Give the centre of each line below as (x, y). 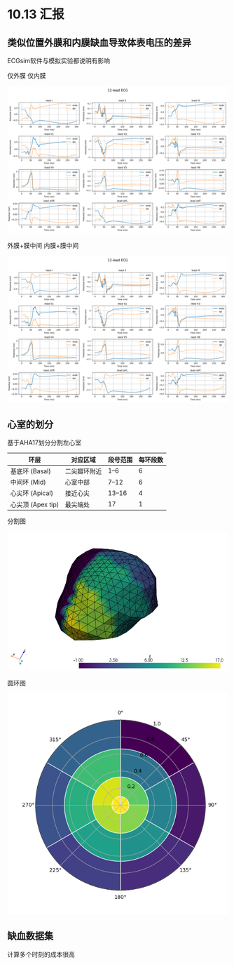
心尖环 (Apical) (32, 493)
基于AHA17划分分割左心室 (44, 442)
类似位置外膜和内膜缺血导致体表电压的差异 (99, 42)
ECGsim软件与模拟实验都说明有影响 (59, 61)
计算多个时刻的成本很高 (41, 954)
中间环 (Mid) (28, 482)
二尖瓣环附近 (83, 471)
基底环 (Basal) (30, 471)
